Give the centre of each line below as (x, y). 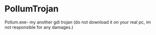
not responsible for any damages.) (39, 27)
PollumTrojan (32, 9)
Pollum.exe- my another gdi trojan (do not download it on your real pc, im (78, 22)
